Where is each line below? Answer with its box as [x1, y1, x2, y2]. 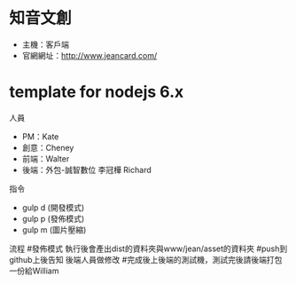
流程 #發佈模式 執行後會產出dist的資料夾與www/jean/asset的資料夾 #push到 [9, 243, 288, 254]
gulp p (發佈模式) [21, 213, 85, 224]
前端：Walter [21, 153, 70, 164]
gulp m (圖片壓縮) [21, 224, 87, 235]
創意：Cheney [21, 142, 74, 153]
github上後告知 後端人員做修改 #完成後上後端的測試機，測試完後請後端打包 [9, 254, 283, 264]
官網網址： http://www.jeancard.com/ [21, 50, 158, 60]
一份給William [9, 265, 59, 276]
